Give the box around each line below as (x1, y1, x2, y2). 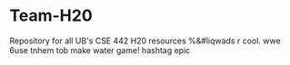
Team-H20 (9, 5, 93, 26)
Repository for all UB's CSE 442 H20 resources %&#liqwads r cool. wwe (9, 35, 281, 46)
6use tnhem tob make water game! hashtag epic (9, 44, 191, 55)
